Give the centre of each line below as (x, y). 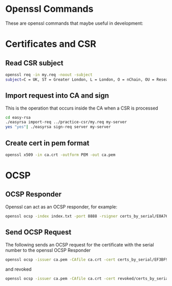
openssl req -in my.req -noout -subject (49, 75)
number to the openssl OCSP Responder (48, 250)
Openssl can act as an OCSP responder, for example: (61, 207)
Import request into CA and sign (57, 96)
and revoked (18, 269)
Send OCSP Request (38, 232)
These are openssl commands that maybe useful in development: (74, 23)
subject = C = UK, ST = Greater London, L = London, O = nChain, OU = (80, 79)
